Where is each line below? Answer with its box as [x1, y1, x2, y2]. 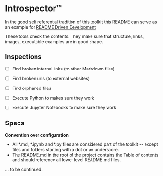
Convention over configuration [5, 132, 69, 138]
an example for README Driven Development [5, 24, 96, 30]
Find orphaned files [12, 85, 52, 91]
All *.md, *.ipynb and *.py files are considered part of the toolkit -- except [12, 141, 158, 147]
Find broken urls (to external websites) [12, 75, 90, 81]
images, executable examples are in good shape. [5, 38, 103, 44]
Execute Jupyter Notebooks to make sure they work [12, 105, 117, 110]
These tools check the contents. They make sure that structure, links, [5, 34, 144, 39]
